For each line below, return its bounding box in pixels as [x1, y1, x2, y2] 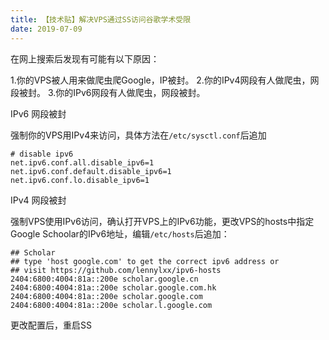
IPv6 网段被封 [10, 107, 67, 120]
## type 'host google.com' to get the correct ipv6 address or [10, 256, 280, 266]
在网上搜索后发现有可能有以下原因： [10, 52, 160, 65]
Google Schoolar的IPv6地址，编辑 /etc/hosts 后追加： [10, 227, 230, 240]
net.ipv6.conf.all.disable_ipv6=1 [10, 157, 155, 168]
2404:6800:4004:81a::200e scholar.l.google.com [10, 300, 213, 310]
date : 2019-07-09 [10, 24, 83, 34]
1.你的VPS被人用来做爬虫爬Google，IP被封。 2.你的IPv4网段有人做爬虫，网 [10, 74, 320, 86]
